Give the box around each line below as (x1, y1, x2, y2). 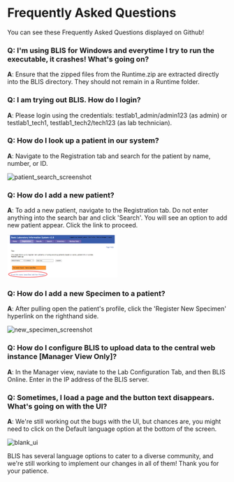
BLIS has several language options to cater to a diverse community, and (7, 451, 214, 460)
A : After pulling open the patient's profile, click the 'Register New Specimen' (7, 304, 227, 313)
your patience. (7, 467, 49, 475)
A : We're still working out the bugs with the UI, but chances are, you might (7, 417, 221, 425)
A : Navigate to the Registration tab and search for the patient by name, (7, 152, 211, 160)
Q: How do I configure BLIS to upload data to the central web (7, 343, 216, 353)
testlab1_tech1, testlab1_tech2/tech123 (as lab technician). (7, 118, 173, 127)
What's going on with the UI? (7, 401, 108, 411)
